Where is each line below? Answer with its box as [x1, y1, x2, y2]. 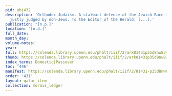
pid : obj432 [5, 7, 31, 13]
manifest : [5, 69, 27, 74]
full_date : [5, 31, 29, 36]
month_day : [5, 36, 29, 41]
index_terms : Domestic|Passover [5, 59, 74, 65]
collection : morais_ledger [5, 83, 63, 88]
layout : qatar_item [5, 78, 47, 83]
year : [5, 45, 17, 50]
